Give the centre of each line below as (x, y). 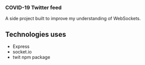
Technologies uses (36, 34)
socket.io (22, 52)
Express (21, 46)
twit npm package (31, 57)
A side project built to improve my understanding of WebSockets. (73, 19)
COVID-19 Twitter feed (34, 8)
